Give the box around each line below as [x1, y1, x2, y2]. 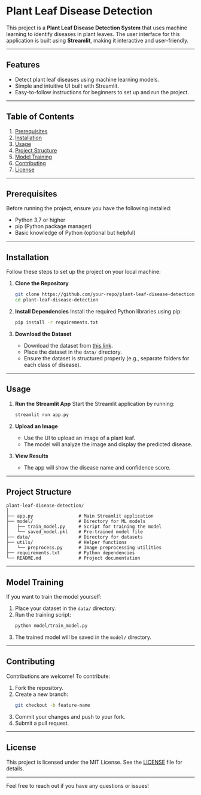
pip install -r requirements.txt [14, 319, 99, 325]
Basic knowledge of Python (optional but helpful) [14, 229, 136, 237]
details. [6, 764, 25, 772]
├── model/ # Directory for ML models [6, 518, 146, 525]
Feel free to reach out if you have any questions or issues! [6, 782, 150, 789]
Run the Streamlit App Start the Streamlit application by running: [14, 400, 175, 407]
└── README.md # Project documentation [6, 555, 141, 561]
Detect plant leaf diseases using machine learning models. [14, 76, 160, 83]
